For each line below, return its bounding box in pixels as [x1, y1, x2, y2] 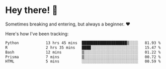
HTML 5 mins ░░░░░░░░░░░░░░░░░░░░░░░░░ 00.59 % [5, 59, 161, 64]
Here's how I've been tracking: [5, 30, 69, 36]
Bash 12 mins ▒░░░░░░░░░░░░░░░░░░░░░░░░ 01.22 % [5, 49, 161, 54]
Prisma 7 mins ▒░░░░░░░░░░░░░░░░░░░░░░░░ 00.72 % [5, 54, 161, 59]
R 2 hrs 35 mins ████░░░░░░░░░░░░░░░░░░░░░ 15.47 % [5, 45, 161, 50]
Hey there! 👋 [5, 4, 58, 16]
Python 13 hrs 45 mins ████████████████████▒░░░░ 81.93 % [5, 40, 161, 45]
